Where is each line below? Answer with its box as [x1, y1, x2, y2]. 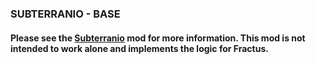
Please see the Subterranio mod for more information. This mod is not [10, 32, 306, 44]
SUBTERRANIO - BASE [10, 7, 121, 21]
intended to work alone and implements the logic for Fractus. [10, 42, 269, 54]
